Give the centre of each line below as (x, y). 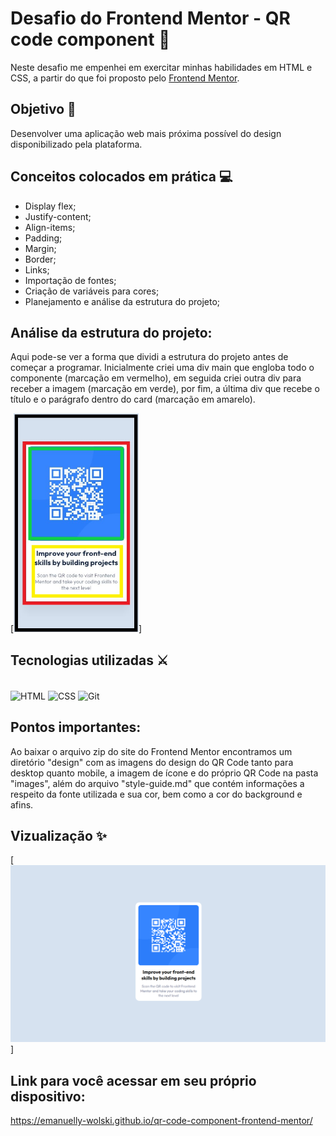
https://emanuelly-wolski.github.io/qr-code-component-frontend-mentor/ (161, 1121)
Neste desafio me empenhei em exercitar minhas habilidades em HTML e (161, 67)
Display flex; (50, 206)
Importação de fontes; (70, 280)
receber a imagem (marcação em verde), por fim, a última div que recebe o (165, 389)
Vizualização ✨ (59, 836)
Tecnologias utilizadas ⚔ (89, 660)
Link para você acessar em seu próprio (133, 1080)
